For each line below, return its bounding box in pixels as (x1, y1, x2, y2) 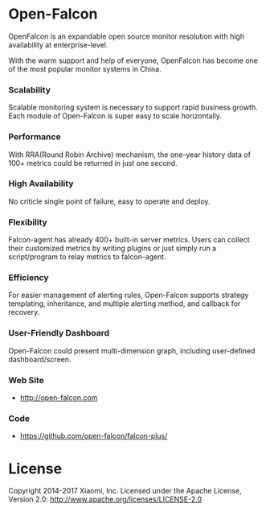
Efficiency (8, 272, 50, 283)
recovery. (8, 308, 40, 317)
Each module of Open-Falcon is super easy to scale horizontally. (8, 111, 223, 121)
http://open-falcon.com (19, 393, 98, 403)
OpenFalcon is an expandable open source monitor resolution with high (8, 31, 245, 41)
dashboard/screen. (8, 354, 72, 364)
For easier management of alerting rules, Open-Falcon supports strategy (8, 291, 249, 300)
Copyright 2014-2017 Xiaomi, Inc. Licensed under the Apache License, (8, 486, 242, 496)
